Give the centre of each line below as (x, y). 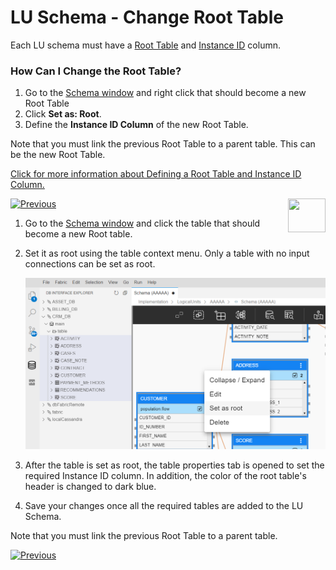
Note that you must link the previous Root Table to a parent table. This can (163, 144)
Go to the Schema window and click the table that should (142, 223)
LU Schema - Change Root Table (147, 17)
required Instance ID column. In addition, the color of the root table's (165, 475)
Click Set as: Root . (63, 114)
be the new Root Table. (58, 155)
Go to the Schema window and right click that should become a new (165, 93)
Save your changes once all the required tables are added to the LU (164, 505)
